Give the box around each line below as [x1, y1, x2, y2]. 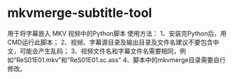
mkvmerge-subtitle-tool [7, 5, 153, 21]
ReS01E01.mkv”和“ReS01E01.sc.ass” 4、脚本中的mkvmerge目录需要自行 [16, 55, 226, 64]
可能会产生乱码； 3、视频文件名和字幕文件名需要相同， [19, 47, 180, 55]
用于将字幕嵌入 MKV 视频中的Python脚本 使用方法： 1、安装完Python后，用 [7, 29, 227, 37]
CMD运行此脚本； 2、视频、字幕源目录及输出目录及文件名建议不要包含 [7, 37, 213, 47]
